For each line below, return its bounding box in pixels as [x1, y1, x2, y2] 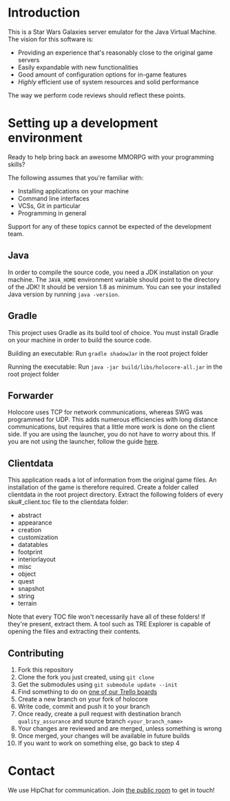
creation [17, 526, 42, 534]
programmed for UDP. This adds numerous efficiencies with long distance [8, 416, 218, 424]
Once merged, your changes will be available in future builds [17, 731, 190, 740]
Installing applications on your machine [17, 186, 129, 195]
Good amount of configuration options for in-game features [17, 70, 187, 79]
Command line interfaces [17, 194, 90, 202]
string [17, 592, 35, 600]
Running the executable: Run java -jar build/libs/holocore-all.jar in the [8, 363, 223, 371]
